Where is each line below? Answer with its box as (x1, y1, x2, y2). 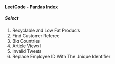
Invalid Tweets (12, 48, 42, 54)
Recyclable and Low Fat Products (12, 27, 80, 33)
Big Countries (12, 38, 40, 43)
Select (5, 15, 19, 21)
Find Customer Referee (12, 32, 60, 39)
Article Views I (12, 43, 42, 49)
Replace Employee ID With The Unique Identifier (12, 53, 111, 59)
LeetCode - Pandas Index (5, 4, 58, 10)
